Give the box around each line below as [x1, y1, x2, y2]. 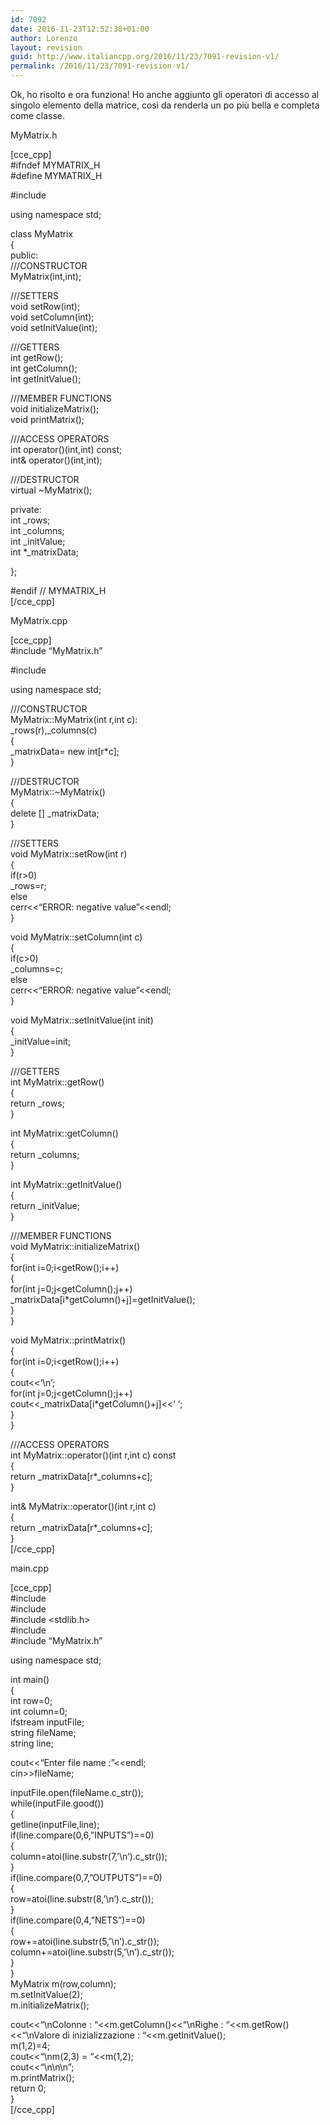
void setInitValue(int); [10, 322, 98, 333]
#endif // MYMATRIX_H [10, 585, 107, 596]
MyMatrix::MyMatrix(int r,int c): [10, 714, 138, 725]
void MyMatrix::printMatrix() [10, 1334, 127, 1346]
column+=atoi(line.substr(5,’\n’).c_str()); [10, 1946, 175, 1958]
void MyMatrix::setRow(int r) [10, 848, 128, 860]
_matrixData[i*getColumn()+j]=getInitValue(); [10, 1294, 196, 1305]
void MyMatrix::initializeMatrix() [10, 1241, 141, 1252]
